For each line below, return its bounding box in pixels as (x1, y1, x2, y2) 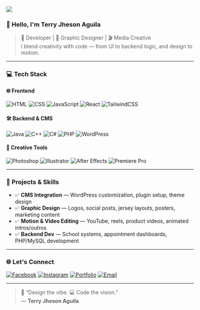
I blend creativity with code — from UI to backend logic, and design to (20, 43, 193, 50)
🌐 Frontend (6, 87, 35, 94)
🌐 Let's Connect (6, 258, 55, 266)
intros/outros (14, 224, 46, 232)
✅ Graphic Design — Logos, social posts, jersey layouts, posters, (14, 204, 176, 211)
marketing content (14, 211, 60, 219)
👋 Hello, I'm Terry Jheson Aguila (6, 20, 101, 29)
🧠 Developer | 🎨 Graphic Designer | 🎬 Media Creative (20, 34, 151, 41)
